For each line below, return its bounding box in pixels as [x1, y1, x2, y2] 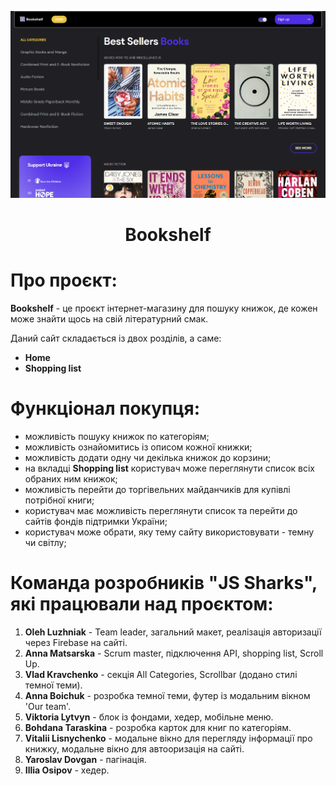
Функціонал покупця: [10, 397, 201, 420]
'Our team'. [24, 701, 72, 713]
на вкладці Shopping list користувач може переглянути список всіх [24, 462, 315, 475]
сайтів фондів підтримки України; [24, 516, 168, 528]
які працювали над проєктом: [10, 593, 274, 616]
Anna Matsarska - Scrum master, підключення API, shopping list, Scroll [24, 647, 324, 660]
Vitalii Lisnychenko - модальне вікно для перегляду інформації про [24, 732, 313, 745]
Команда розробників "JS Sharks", [10, 572, 318, 595]
